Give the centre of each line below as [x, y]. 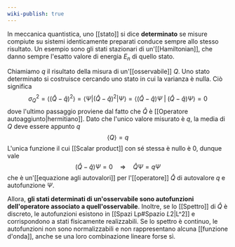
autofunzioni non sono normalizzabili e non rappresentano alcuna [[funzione [118, 229]
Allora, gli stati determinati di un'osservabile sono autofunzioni [101, 198]
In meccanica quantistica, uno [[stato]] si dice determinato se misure [108, 34]
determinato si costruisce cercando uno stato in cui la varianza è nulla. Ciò [115, 79]
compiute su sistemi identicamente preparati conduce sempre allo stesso [113, 41]
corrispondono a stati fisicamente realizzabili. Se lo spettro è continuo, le [113, 221]
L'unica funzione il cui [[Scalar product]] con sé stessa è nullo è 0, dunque [115, 148]
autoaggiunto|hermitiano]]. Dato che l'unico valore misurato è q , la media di [116, 119]
